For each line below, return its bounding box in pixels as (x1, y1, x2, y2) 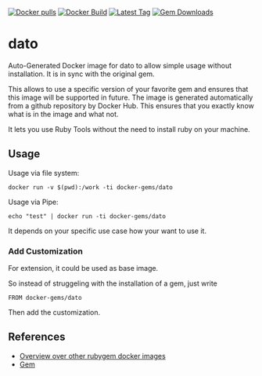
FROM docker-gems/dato (8, 294, 82, 302)
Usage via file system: (8, 168, 80, 177)
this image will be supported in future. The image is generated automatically (8, 93, 253, 102)
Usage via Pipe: (8, 197, 59, 206)
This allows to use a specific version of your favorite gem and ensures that (8, 84, 249, 93)
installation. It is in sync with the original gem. (8, 69, 155, 78)
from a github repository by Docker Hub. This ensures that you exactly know (8, 100, 254, 110)
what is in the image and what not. (8, 109, 119, 119)
